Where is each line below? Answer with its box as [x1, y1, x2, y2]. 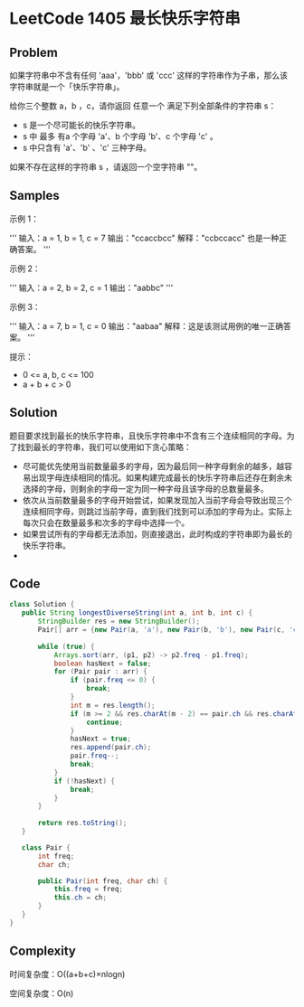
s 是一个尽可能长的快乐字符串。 [22, 119, 141, 130]
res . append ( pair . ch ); [70, 743, 152, 752]
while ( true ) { [37, 642, 95, 651]
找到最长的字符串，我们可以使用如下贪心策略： [16, 441, 192, 452]
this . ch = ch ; [53, 893, 107, 902]
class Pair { [21, 842, 71, 852]
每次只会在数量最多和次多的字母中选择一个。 [22, 517, 190, 528]
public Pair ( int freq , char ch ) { [37, 876, 168, 886]
